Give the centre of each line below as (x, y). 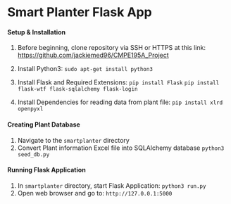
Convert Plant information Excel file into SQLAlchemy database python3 (121, 148)
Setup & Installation (36, 32)
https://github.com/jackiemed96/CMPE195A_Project (93, 55)
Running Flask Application (46, 170)
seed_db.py (33, 154)
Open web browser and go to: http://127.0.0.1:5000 (95, 193)
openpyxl (30, 109)
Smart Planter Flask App (80, 12)
